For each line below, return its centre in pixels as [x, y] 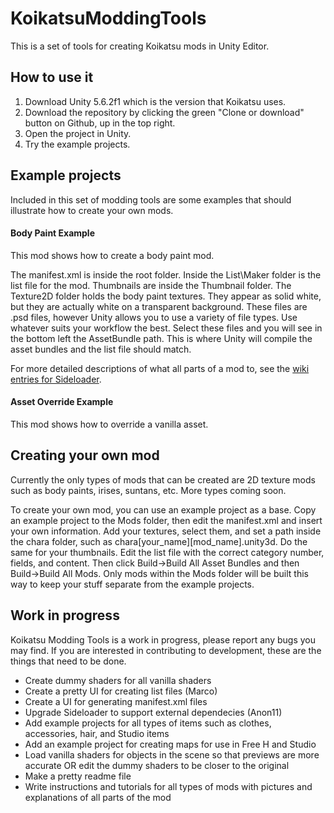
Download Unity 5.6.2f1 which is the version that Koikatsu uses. [155, 101]
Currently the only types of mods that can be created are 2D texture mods [163, 479]
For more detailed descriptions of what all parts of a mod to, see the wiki [160, 368]
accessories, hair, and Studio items [97, 733]
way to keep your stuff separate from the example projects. [132, 584]
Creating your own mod [85, 455]
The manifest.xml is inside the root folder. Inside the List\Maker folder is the [166, 274]
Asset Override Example [62, 402]
